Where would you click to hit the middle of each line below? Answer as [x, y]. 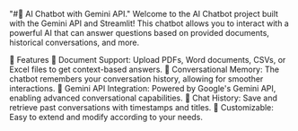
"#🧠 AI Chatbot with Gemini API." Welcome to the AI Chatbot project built [144, 14]
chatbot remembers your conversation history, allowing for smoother [136, 79]
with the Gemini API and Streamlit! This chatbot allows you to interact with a [149, 23]
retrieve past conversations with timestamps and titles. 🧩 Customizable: [141, 107]
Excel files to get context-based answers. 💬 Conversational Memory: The [145, 69]
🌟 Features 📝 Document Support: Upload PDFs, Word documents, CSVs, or [148, 60]
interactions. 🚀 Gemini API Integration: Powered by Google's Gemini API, [143, 88]
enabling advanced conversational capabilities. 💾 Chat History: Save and [144, 98]
